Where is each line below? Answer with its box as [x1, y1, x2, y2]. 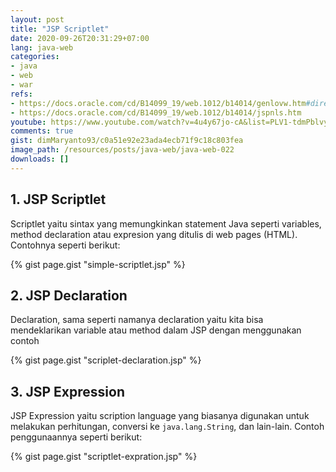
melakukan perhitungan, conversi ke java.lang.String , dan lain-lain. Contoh [10, 421, 325, 433]
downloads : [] [10, 154, 70, 164]
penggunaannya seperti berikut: [10, 431, 143, 443]
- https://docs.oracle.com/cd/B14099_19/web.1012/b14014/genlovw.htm [10, 98, 307, 108]
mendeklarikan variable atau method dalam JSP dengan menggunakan [10, 324, 302, 336]
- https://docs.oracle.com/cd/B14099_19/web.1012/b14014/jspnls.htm [10, 107, 302, 118]
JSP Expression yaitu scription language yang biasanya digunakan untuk [10, 410, 310, 422]
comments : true [10, 126, 74, 136]
